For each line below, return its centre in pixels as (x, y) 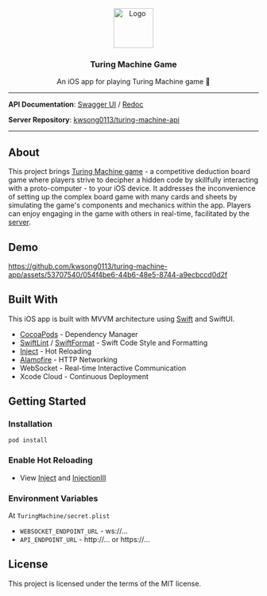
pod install (28, 440)
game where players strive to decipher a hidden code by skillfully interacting (133, 180)
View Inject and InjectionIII (63, 478)
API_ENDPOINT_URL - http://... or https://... (85, 540)
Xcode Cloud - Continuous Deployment (84, 376)
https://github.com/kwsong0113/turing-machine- (88, 266)
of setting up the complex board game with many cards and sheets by (123, 197)
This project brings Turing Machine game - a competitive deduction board (129, 172)
